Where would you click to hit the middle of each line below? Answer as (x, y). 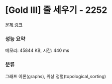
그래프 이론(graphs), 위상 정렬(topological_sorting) (56, 76)
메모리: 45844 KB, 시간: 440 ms (37, 50)
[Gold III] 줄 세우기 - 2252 (56, 10)
